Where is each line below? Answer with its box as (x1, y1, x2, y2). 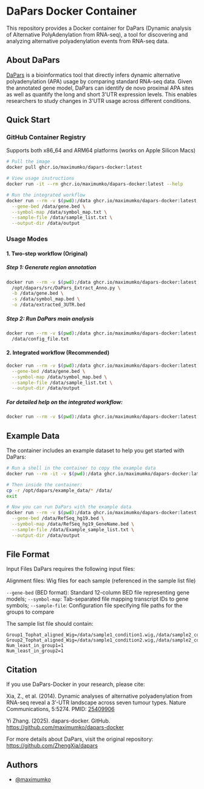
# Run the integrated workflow (6, 192, 86, 198)
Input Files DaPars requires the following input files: (6, 565, 135, 573)
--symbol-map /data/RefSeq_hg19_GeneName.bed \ (12, 521, 135, 527)
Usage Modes (6, 235, 49, 243)
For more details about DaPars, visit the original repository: (6, 735, 154, 743)
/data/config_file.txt (12, 336, 69, 342)
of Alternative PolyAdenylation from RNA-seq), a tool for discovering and (6, 30, 188, 38)
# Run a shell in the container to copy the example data (6, 465, 156, 471)
